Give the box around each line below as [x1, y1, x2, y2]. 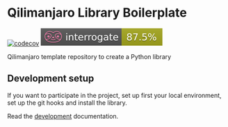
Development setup [7, 73, 95, 85]
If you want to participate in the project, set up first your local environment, [7, 91, 222, 99]
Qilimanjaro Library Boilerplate [7, 5, 188, 21]
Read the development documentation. [7, 112, 119, 120]
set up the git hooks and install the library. [7, 99, 127, 107]
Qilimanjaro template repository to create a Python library [7, 52, 172, 60]
